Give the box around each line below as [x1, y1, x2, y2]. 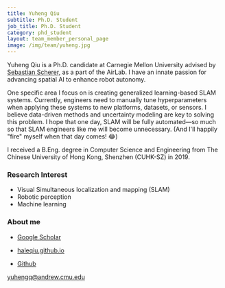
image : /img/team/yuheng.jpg [7, 42, 91, 49]
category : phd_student [7, 29, 72, 36]
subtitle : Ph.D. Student [7, 16, 78, 23]
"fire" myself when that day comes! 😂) [7, 132, 118, 141]
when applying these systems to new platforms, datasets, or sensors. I [7, 104, 207, 111]
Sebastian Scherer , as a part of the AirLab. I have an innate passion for [7, 68, 207, 76]
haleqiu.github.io [16, 246, 65, 254]
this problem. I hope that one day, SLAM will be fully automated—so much [7, 118, 216, 125]
